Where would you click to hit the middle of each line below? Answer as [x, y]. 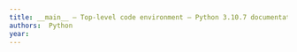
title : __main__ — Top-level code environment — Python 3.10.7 [128, 17]
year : [19, 33]
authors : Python [41, 26]
